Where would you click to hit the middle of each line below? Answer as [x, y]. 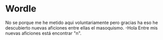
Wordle [21, 9]
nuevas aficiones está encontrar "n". [43, 33]
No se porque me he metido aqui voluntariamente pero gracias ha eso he [82, 22]
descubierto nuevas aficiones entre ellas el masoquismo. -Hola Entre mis [82, 27]
